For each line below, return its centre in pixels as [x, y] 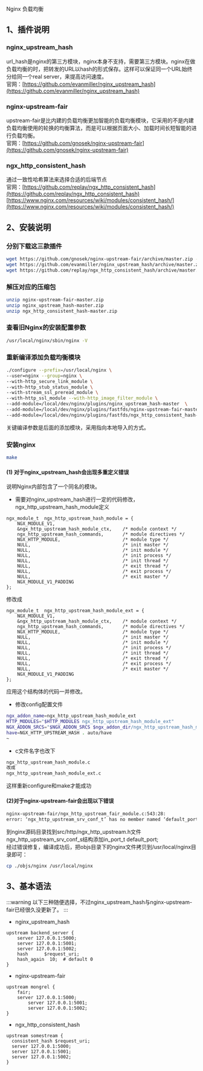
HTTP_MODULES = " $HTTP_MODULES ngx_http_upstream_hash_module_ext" [90, 722]
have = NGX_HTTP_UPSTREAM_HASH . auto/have [59, 733]
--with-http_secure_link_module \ [50, 381]
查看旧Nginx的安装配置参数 [46, 327]
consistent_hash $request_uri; [51, 1041]
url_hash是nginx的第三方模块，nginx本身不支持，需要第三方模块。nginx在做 [101, 61]
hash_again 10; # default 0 [55, 959]
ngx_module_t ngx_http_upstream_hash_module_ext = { [76, 611]
